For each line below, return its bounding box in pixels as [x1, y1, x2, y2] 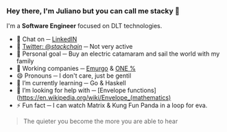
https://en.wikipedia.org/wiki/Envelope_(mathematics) [19, 93, 171, 102]
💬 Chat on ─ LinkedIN [16, 35, 77, 43]
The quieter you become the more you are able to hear [23, 117, 178, 126]
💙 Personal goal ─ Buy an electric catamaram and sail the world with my [16, 49, 220, 58]
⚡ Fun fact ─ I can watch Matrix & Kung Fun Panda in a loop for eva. [16, 101, 208, 109]
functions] [127, 86, 157, 95]
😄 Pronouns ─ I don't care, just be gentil [16, 71, 132, 80]
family [16, 57, 34, 65]
